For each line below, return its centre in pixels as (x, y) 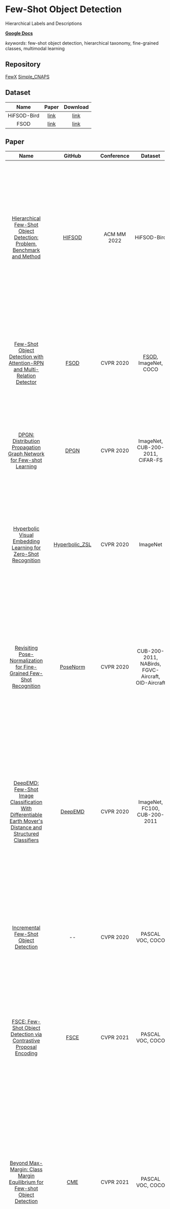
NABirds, (151, 664)
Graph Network (26, 454)
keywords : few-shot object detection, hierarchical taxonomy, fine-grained (82, 43)
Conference (115, 156)
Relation (27, 376)
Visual (26, 535)
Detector (26, 382)
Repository (23, 64)
